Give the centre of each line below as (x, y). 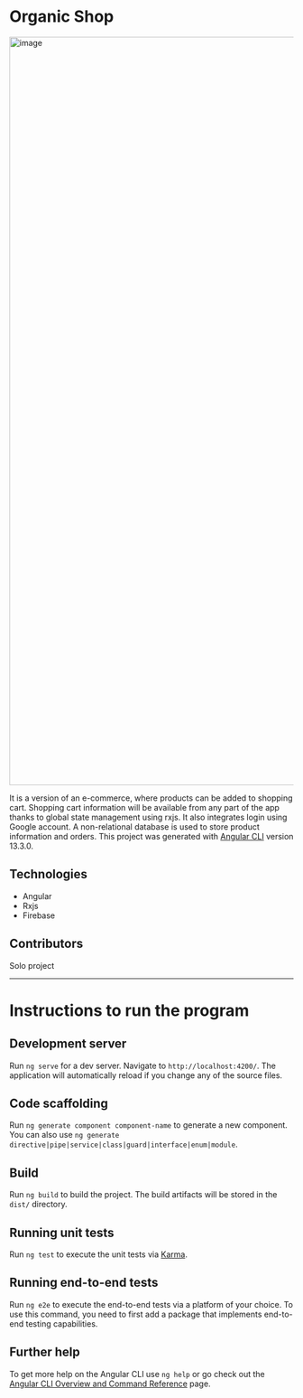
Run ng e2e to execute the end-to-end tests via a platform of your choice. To (151, 1304)
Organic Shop (62, 17)
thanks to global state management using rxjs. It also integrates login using (148, 817)
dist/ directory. (38, 1205)
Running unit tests (62, 1232)
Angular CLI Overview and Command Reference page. (110, 1384)
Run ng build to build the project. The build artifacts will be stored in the (143, 1195)
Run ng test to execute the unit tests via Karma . (98, 1254)
